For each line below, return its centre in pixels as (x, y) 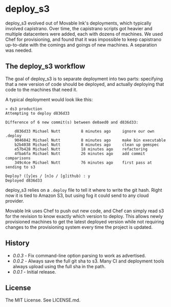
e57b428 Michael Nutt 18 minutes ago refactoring (81, 149)
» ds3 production (24, 109)
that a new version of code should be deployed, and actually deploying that (85, 84)
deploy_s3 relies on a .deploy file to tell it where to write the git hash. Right (84, 190)
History (17, 243)
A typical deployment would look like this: (49, 99)
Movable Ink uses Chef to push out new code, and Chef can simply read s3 (85, 211)
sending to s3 (20, 167)
